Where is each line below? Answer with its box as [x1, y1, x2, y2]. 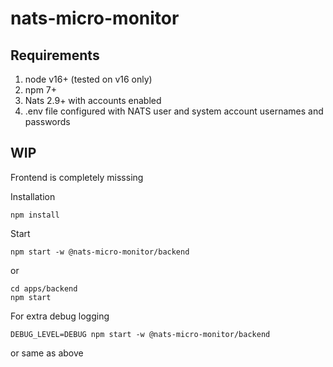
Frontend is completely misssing [10, 171, 144, 183]
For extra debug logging [10, 310, 110, 322]
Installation [10, 190, 56, 202]
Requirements [10, 47, 100, 64]
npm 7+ [24, 84, 58, 96]
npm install [10, 210, 60, 220]
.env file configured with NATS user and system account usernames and [24, 105, 324, 117]
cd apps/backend [10, 283, 78, 294]
